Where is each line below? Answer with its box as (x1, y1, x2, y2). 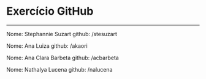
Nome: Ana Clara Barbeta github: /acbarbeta (6, 54, 120, 61)
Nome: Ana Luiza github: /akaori (6, 42, 88, 50)
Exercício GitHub (6, 4, 94, 18)
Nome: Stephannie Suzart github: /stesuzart (6, 30, 118, 37)
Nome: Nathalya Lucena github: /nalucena (6, 66, 113, 73)
